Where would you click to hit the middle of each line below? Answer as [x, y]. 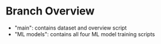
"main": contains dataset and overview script [71, 28]
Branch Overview [50, 11]
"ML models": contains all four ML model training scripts [85, 34]
